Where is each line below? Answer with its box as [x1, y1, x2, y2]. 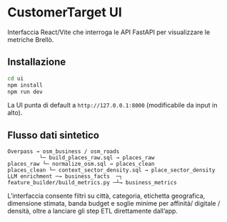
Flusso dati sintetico [7, 129, 100, 141]
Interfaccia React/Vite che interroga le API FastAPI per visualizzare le [7, 28, 211, 36]
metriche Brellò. [7, 35, 54, 43]
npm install [7, 81, 43, 89]
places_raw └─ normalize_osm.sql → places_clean [7, 161, 155, 168]
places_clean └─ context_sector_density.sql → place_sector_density [7, 166, 216, 174]
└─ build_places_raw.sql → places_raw [39, 154, 155, 162]
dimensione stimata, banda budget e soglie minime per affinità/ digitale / [7, 199, 221, 208]
